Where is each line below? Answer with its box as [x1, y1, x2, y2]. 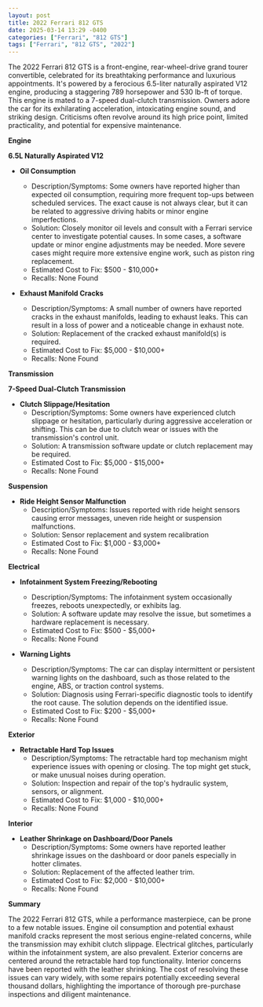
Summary [8, 899, 41, 909]
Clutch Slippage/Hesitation [19, 400, 111, 409]
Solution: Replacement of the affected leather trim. [31, 867, 195, 877]
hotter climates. [31, 859, 82, 869]
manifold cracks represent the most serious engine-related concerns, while [8, 932, 252, 941]
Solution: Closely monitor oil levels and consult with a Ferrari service [31, 223, 253, 233]
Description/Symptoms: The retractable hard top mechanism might [31, 753, 248, 763]
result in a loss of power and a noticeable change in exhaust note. [31, 320, 245, 330]
